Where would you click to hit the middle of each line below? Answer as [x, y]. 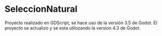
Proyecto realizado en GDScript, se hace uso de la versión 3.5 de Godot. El [81, 23]
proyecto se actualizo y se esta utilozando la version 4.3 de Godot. [73, 28]
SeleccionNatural [41, 9]
